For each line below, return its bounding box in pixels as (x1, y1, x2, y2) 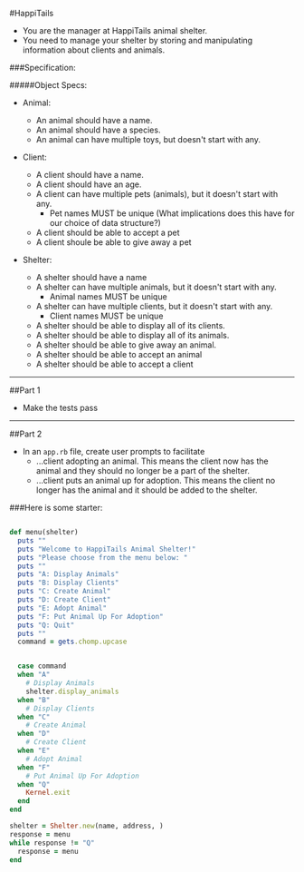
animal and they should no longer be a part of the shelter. (35, 465, 251, 475)
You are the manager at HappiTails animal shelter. (22, 25, 208, 35)
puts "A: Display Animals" (17, 570, 119, 579)
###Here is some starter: (9, 503, 103, 513)
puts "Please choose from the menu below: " (17, 553, 188, 562)
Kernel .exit (25, 789, 71, 798)
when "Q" (17, 779, 51, 789)
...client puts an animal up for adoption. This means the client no (35, 475, 276, 485)
